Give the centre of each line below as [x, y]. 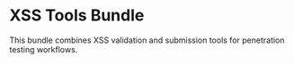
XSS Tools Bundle [77, 16]
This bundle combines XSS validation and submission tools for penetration [147, 40]
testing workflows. [44, 49]
